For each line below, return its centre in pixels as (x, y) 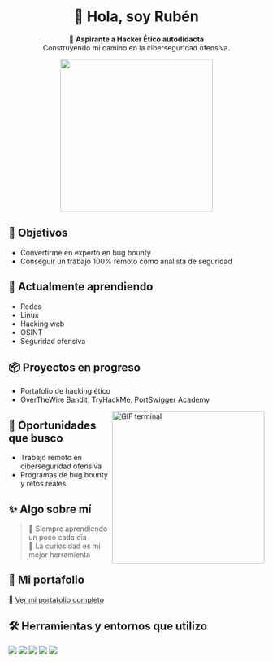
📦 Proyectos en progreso (74, 367)
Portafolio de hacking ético (65, 391)
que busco (36, 438)
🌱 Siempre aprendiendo (68, 529)
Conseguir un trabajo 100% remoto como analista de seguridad (126, 261)
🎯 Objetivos (38, 233)
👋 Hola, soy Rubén (136, 17)
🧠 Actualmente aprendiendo (81, 287)
